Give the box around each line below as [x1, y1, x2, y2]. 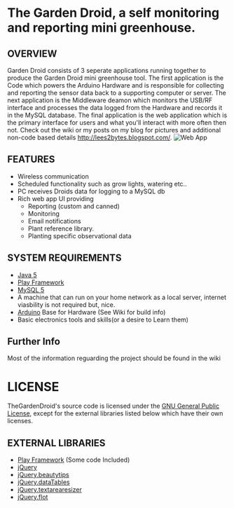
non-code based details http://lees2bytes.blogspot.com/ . [7, 133, 172, 142]
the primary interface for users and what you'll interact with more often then [7, 118, 226, 127]
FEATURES [7, 153, 55, 165]
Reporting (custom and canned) [27, 202, 121, 210]
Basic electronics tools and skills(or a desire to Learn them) [17, 315, 189, 324]
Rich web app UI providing [17, 194, 95, 202]
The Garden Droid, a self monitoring [7, 5, 220, 21]
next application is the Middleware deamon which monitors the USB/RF [7, 96, 213, 104]
